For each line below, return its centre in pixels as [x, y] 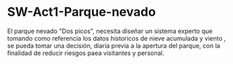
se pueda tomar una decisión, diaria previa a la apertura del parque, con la [114, 45]
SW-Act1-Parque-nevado [82, 12]
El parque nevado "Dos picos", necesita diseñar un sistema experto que [110, 31]
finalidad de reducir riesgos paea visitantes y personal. [86, 53]
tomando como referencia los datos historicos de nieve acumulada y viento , [116, 38]
